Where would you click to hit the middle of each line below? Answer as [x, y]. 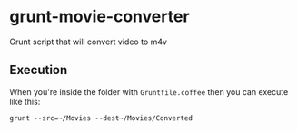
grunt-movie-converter [99, 17]
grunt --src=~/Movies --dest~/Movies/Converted [101, 118]
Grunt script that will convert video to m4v [89, 42]
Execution [39, 70]
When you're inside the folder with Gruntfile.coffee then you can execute [149, 91]
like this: [25, 101]
